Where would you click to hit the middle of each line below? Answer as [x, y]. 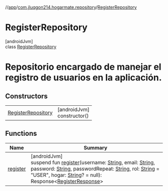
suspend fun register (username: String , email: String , [93, 162]
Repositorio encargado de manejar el [83, 67]
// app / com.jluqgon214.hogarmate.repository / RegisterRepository [71, 7]
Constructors [26, 96]
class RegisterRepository [31, 47]
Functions [21, 134]
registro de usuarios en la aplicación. [83, 78]
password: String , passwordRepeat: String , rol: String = [95, 168]
